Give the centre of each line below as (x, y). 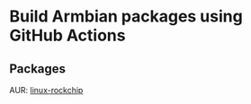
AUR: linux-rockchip (46, 90)
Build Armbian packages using (126, 17)
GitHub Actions (67, 35)
